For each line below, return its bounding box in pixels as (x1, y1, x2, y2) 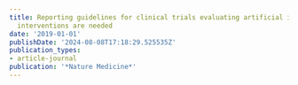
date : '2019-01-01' (9, 29, 82, 38)
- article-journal (9, 54, 77, 63)
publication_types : (9, 46, 82, 55)
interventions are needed (17, 21, 114, 30)
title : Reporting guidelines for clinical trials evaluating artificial (9, 12, 284, 22)
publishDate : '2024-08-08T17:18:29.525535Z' (9, 37, 176, 47)
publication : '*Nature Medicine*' (9, 63, 137, 72)
